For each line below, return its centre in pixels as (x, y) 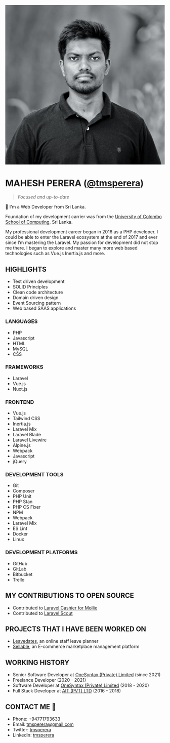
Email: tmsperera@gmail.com (43, 724)
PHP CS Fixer (27, 507)
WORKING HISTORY (37, 662)
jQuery (19, 462)
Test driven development (38, 281)
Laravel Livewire (30, 440)
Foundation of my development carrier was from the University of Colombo (83, 217)
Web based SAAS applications (44, 308)
